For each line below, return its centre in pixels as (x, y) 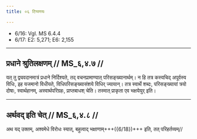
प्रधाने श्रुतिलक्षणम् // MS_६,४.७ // (55, 64)
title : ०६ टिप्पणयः (26, 11)
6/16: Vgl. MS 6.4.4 (38, 33)
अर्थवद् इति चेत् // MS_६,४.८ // (52, 115)
